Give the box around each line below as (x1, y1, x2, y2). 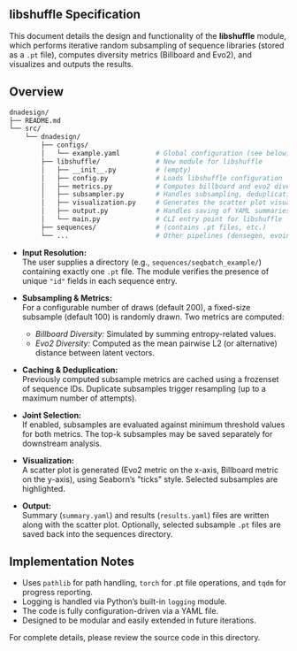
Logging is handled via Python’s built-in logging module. (21, 596, 227, 607)
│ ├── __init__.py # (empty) (41, 165, 192, 174)
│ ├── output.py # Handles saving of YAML (41, 207, 251, 216)
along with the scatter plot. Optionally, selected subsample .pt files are (21, 519, 281, 530)
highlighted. (21, 483, 66, 494)
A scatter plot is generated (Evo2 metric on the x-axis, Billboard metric (21, 464, 279, 475)
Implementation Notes (9, 555, 135, 570)
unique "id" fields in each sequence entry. (21, 275, 178, 286)
